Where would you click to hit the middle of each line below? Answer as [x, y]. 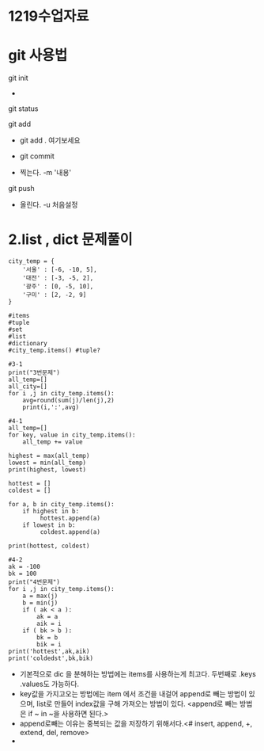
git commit [37, 156]
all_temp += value [53, 442]
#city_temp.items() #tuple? [55, 351]
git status [23, 109]
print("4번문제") [34, 582]
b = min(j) [40, 603]
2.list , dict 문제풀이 [70, 240]
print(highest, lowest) [47, 470]
